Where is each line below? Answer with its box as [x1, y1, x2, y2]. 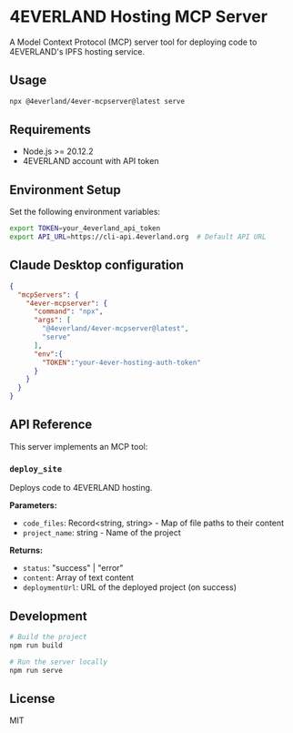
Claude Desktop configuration [9, 258, 185, 273]
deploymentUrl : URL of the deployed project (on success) [22, 582, 237, 593]
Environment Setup [9, 182, 121, 198]
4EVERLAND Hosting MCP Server [9, 6, 268, 27]
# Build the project [9, 632, 88, 641]
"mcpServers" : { [17, 290, 79, 300]
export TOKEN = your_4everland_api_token [9, 224, 161, 233]
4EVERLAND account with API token [22, 156, 159, 167]
